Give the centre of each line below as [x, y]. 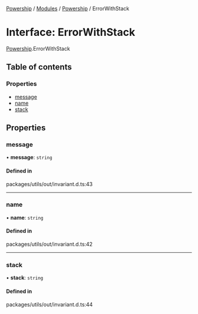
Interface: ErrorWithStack [71, 32]
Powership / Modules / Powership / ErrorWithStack [68, 9]
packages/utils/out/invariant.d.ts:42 [49, 244]
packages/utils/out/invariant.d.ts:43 [49, 184]
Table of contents [39, 67]
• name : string [25, 217]
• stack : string [25, 278]
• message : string [29, 157]
